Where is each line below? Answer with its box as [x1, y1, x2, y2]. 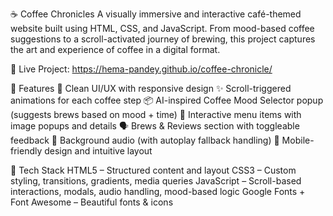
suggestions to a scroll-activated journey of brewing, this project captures [10, 33, 316, 45]
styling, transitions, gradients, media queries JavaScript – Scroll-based [10, 175, 302, 187]
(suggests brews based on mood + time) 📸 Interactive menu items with [10, 109, 302, 120]
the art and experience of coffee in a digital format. [10, 44, 221, 55]
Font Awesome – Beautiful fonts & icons [10, 196, 174, 208]
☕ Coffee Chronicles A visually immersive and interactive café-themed [10, 8, 302, 20]
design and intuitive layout [44, 145, 153, 157]
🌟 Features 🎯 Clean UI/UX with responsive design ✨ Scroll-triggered [10, 83, 292, 94]
